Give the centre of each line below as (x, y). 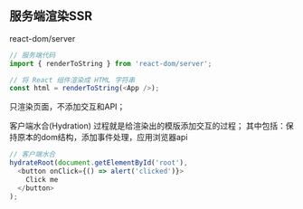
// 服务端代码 (33, 55)
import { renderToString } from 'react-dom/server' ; (111, 63)
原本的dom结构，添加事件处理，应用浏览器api (102, 138)
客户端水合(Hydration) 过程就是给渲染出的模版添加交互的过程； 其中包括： (148, 126)
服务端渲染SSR (51, 16)
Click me (42, 179)
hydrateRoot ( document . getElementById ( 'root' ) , (99, 163)
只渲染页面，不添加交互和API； (67, 107)
